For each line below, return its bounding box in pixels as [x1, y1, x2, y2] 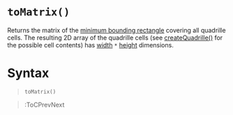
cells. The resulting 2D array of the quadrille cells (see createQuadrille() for [7, 33, 223, 42]
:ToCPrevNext [24, 100, 65, 109]
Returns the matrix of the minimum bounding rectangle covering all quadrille [7, 26, 226, 34]
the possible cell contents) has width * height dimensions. [7, 40, 174, 49]
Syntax [7, 66, 50, 82]
